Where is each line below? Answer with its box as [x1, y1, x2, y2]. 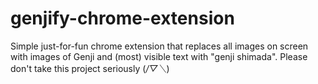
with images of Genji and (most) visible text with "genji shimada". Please [10, 50, 308, 62]
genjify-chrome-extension [10, 7, 235, 30]
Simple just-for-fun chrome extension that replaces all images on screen [10, 40, 309, 52]
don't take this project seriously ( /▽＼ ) [10, 62, 170, 74]
